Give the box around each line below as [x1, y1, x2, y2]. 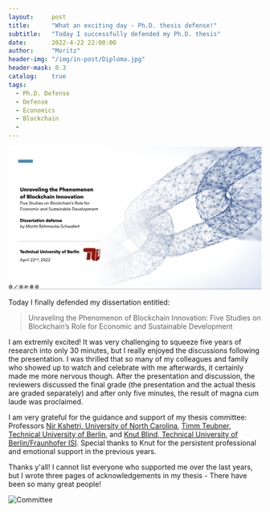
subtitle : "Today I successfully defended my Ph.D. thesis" [8, 30, 221, 38]
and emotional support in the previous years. [8, 446, 157, 456]
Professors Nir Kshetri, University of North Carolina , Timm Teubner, [8, 420, 231, 430]
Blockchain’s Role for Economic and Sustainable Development [27, 322, 233, 331]
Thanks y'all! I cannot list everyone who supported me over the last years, [8, 462, 253, 472]
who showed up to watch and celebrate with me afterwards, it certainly [8, 362, 243, 372]
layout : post [8, 13, 67, 21]
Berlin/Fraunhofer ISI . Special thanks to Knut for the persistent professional [8, 438, 257, 448]
